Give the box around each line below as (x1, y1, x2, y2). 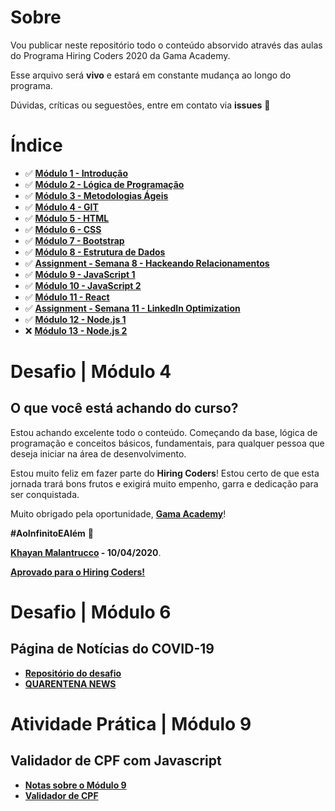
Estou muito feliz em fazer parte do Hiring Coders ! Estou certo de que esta (10, 467, 320, 479)
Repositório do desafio (24, 667, 122, 679)
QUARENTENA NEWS (24, 677, 117, 690)
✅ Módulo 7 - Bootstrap (24, 234, 125, 246)
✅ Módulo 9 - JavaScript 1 (24, 268, 136, 280)
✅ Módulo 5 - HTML (24, 212, 110, 224)
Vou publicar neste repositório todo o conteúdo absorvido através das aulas (10, 39, 323, 51)
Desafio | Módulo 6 (10, 601, 172, 624)
